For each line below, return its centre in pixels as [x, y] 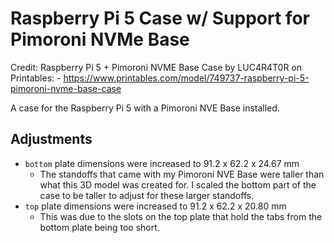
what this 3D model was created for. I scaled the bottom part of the [178, 184]
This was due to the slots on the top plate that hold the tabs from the [181, 216]
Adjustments [51, 139]
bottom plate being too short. [99, 227]
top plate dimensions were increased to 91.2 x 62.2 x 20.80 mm [155, 206]
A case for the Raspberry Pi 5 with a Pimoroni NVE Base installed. [145, 108]
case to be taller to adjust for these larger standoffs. [147, 195]
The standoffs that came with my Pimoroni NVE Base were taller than [182, 174]
